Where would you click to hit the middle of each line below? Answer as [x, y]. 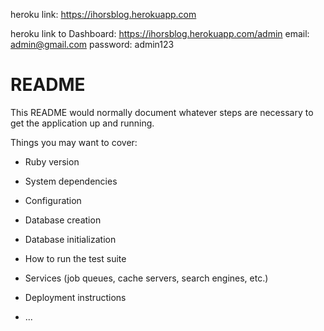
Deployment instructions [75, 297]
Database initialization [70, 239]
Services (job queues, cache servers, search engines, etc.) [146, 278]
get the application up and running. [82, 123]
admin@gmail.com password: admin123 [92, 44]
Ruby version [52, 161]
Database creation [63, 220]
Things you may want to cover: [74, 142]
